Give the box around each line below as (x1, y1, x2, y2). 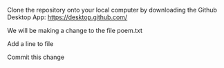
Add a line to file (7, 40, 54, 47)
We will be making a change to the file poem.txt (7, 27, 143, 34)
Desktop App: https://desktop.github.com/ (7, 13, 128, 21)
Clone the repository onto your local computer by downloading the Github (7, 6, 218, 14)
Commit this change (7, 53, 64, 61)
